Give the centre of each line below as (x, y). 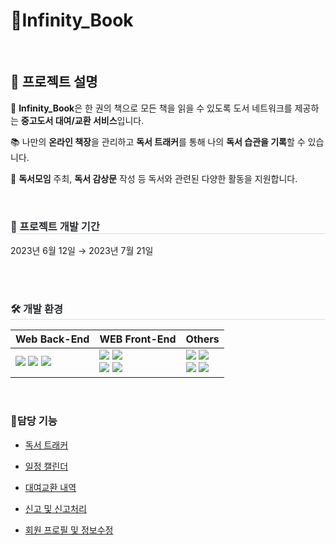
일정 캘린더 (46, 466)
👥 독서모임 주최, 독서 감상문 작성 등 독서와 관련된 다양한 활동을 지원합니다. (154, 178)
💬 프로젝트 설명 (54, 82)
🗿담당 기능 (34, 421)
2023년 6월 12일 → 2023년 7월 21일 (82, 251)
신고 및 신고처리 (55, 508)
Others (202, 339)
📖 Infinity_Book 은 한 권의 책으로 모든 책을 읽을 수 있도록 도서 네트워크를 (151, 108)
